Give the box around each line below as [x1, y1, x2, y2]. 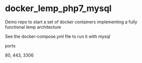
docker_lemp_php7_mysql [5, 3, 112, 14]
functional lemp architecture [5, 24, 61, 30]
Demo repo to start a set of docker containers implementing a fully [5, 19, 138, 25]
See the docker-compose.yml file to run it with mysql [5, 33, 110, 39]
